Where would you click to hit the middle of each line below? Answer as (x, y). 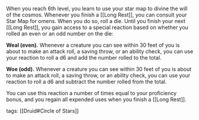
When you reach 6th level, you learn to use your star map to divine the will (97, 9)
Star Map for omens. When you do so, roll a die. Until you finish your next (96, 21)
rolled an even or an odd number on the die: (60, 34)
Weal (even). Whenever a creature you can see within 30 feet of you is (93, 45)
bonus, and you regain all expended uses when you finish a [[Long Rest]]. (96, 99)
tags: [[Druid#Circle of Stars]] (42, 111)
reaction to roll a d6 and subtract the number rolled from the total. (86, 82)
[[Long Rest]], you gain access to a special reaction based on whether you (97, 27)
